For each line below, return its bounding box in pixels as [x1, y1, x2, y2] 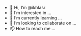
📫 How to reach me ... [9, 26, 55, 31]
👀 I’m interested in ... [9, 10, 52, 16]
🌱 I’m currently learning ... [9, 15, 62, 20]
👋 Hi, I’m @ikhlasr [9, 5, 46, 10]
